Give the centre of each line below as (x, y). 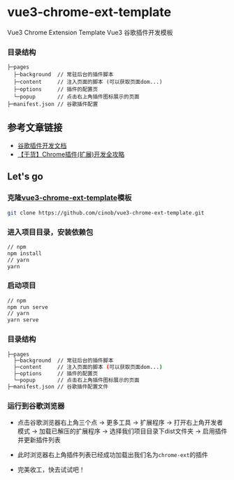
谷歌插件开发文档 (42, 146)
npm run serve (28, 307)
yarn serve (23, 320)
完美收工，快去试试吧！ (51, 470)
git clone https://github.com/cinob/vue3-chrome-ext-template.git (106, 213)
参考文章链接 (35, 128)
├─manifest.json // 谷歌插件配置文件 (58, 386)
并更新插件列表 (39, 440)
